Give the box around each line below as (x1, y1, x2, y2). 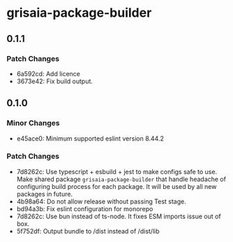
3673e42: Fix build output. (16, 77, 93, 85)
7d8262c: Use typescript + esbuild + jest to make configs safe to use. (16, 167, 218, 176)
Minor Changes (6, 118, 60, 128)
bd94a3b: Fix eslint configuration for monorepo (16, 204, 153, 213)
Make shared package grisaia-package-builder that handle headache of (16, 175, 226, 183)
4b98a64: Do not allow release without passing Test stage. (16, 197, 186, 206)
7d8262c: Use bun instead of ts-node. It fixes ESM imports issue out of (16, 212, 221, 220)
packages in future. (16, 190, 73, 198)
